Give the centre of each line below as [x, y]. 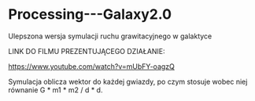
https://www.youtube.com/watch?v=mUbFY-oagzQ [92, 66]
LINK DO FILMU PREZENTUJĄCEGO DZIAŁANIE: [87, 51]
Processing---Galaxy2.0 [90, 14]
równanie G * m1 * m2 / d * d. [55, 90]
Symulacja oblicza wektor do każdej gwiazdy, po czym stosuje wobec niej [128, 81]
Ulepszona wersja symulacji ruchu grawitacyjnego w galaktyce [110, 36]
